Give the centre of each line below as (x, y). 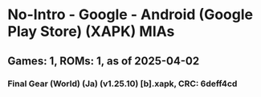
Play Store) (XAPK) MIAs (91, 31)
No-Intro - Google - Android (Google (130, 15)
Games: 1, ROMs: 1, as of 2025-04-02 (104, 61)
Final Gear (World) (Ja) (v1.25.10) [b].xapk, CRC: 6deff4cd (122, 83)
